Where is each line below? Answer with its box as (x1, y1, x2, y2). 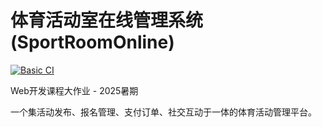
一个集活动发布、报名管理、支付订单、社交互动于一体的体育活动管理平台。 (10, 106, 317, 118)
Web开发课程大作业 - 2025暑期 (10, 84, 139, 96)
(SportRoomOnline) (10, 31, 175, 54)
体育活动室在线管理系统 (10, 9, 204, 32)
